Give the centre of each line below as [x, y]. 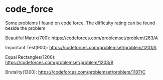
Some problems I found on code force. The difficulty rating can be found [80, 23]
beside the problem [25, 28]
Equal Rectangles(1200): [30, 57]
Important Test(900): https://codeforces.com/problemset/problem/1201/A [81, 47]
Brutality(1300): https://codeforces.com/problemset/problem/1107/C [75, 72]
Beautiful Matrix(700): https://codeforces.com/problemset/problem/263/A [81, 38]
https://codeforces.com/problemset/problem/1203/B [59, 62]
